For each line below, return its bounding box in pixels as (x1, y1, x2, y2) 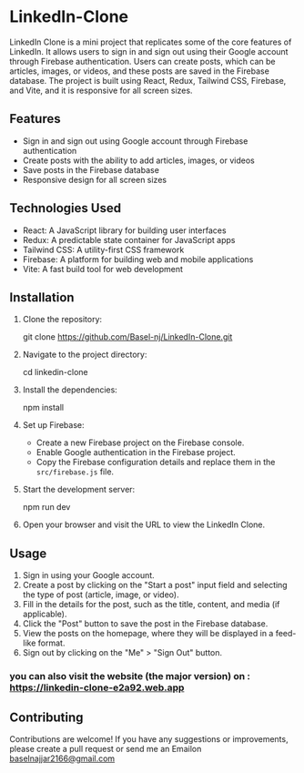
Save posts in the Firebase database (22, 164, 159, 175)
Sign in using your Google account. (22, 570, 155, 581)
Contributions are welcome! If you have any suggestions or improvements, (9, 733, 289, 744)
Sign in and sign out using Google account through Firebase (22, 135, 248, 147)
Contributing (9, 709, 84, 725)
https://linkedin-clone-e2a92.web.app (9, 681, 185, 694)
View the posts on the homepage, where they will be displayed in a (22, 628, 274, 639)
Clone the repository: (22, 314, 103, 325)
